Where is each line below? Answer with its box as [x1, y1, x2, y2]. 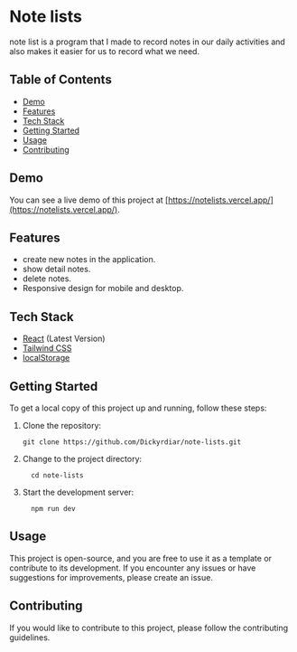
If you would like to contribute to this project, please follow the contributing [9, 622, 289, 633]
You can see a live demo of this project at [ [9, 194, 169, 205]
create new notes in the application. [22, 254, 156, 265]
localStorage [22, 353, 70, 364]
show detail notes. [22, 264, 91, 275]
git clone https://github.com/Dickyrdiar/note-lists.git [22, 438, 242, 447]
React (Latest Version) [22, 333, 106, 345]
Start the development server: [22, 487, 135, 497]
